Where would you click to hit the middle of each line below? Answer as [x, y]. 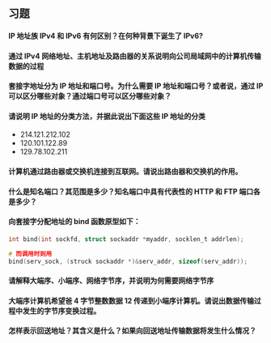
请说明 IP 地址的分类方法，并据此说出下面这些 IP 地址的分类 [107, 116]
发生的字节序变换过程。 [61, 311]
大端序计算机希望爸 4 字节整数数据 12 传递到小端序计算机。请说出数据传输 [131, 300]
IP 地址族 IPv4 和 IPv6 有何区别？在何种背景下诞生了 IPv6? [106, 36]
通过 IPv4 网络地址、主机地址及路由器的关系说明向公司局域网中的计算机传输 [135, 56]
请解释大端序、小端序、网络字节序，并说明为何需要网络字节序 [111, 280]
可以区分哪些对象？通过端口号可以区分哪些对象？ [90, 96]
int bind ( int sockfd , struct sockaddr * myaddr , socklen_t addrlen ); [126, 239]
